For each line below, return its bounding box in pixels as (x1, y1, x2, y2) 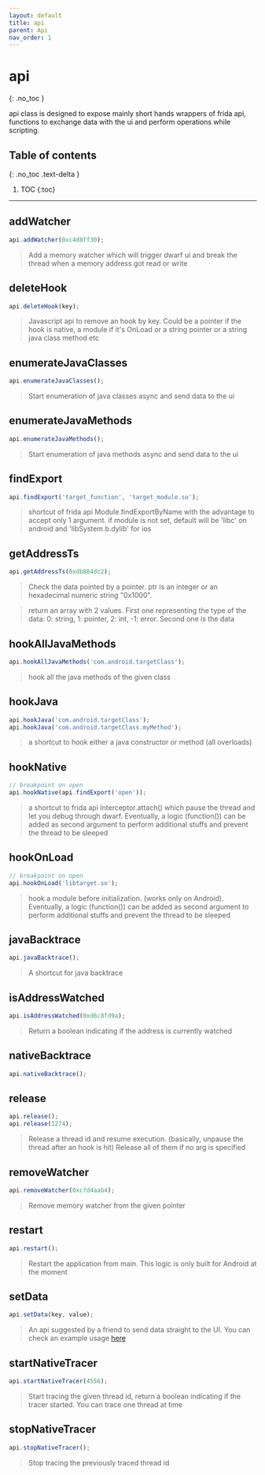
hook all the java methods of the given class (28, 672, 171, 681)
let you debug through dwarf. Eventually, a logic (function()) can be (28, 811, 246, 820)
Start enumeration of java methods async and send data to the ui (28, 449, 239, 458)
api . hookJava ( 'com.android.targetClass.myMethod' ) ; (9, 723, 182, 731)
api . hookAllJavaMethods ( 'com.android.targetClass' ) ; (9, 658, 186, 666)
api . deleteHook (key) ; (9, 302, 80, 310)
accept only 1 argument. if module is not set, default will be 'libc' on (28, 516, 247, 525)
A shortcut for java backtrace (28, 968, 123, 978)
